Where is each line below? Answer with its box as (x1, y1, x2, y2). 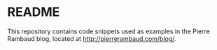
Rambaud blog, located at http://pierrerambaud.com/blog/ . (7, 34, 176, 42)
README (7, 4, 60, 20)
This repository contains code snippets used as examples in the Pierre (7, 27, 210, 35)
